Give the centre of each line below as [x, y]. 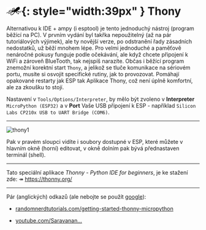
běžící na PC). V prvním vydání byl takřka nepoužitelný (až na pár [89, 34]
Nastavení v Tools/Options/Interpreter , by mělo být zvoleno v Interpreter [101, 99]
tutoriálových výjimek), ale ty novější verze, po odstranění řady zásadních [99, 41]
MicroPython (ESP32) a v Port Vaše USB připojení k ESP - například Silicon [101, 105]
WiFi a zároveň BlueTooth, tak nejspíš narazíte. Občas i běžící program [95, 61]
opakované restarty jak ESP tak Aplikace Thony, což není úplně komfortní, [100, 81]
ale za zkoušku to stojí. [35, 87]
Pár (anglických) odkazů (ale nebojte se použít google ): [76, 196]
